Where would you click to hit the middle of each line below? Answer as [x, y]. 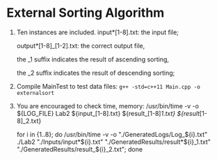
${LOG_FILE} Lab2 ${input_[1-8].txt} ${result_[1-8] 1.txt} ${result [108, 113]
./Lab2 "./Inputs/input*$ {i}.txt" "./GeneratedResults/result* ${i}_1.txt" [114, 142]
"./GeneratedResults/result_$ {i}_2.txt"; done [80, 149]
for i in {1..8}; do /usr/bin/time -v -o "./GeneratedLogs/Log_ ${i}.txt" [112, 134]
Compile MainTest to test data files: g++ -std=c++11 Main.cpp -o [108, 86]
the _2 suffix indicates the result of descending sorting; [96, 73]
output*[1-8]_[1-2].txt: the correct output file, [81, 45]
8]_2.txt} [29, 121]
